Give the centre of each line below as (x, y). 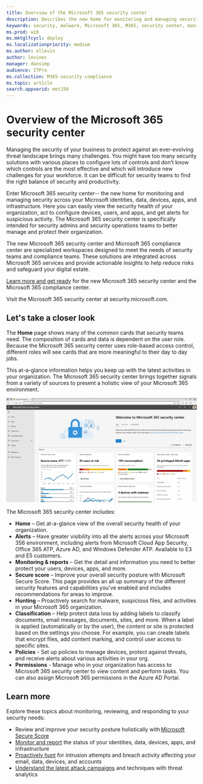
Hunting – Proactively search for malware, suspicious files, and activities (105, 600)
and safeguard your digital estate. (48, 270)
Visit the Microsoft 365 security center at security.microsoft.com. (87, 299)
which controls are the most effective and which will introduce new (90, 169)
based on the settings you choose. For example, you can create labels (102, 632)
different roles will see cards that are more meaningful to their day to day (97, 352)
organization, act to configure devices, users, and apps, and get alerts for (98, 213)
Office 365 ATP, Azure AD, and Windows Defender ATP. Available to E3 (103, 549)
